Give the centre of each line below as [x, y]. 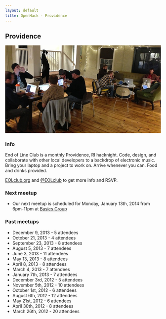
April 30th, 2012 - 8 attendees [43, 306]
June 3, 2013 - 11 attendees [40, 253]
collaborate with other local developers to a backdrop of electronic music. [80, 160]
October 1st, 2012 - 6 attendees [44, 290]
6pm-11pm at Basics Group [40, 209]
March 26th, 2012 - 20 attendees [46, 311]
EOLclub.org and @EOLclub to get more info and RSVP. [62, 180]
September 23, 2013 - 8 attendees [47, 243]
